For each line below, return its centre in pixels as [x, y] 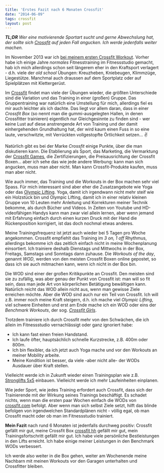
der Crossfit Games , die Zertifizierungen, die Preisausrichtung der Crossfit [80, 157]
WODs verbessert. [24, 447]
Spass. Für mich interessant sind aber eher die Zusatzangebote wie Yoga [79, 187]
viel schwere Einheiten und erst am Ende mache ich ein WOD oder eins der [81, 305]
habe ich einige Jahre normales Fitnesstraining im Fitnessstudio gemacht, [80, 62]
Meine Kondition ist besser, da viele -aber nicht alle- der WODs [76, 361]
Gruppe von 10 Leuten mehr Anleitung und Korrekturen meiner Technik [76, 203]
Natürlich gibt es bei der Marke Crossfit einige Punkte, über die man [74, 146]
